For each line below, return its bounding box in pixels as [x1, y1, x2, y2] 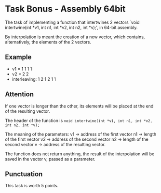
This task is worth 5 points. [5, 183, 59, 189]
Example [5, 53, 32, 61]
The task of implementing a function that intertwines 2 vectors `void [5, 19, 140, 25]
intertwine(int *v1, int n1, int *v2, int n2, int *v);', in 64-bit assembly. [5, 24, 138, 30]
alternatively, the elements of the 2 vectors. [5, 39, 92, 45]
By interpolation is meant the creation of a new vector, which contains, [5, 34, 145, 40]
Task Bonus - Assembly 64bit [5, 3, 126, 15]
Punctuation [5, 170, 43, 178]
